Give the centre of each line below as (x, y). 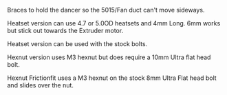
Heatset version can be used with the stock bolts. (77, 44)
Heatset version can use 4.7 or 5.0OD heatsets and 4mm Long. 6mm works (114, 23)
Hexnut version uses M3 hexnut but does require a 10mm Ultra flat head (109, 57)
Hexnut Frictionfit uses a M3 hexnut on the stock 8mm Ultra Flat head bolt (112, 78)
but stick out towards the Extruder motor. (65, 31)
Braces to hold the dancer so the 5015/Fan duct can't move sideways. (106, 10)
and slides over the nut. (41, 85)
